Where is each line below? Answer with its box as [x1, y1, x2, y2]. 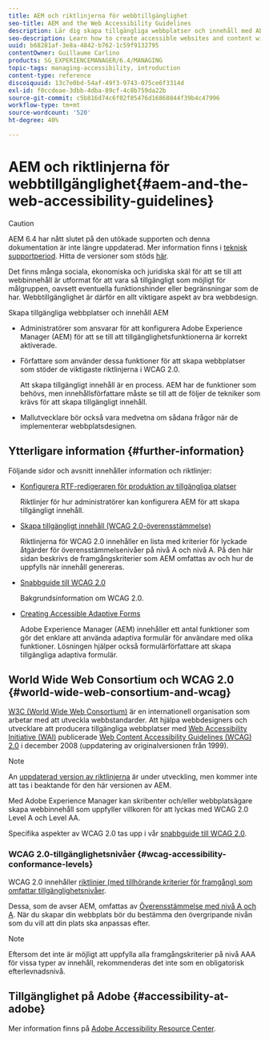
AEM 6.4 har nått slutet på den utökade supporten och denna [8, 234, 211, 243]
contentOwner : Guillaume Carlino [8, 49, 120, 57]
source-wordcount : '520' [8, 109, 91, 117]
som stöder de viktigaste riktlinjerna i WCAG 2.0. [19, 364, 180, 374]
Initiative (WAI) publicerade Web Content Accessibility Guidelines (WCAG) [8, 732, 252, 742]
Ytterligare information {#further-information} [8, 445, 245, 458]
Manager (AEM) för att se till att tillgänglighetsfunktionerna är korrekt [19, 331, 247, 341]
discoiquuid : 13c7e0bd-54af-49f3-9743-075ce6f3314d [8, 79, 184, 87]
